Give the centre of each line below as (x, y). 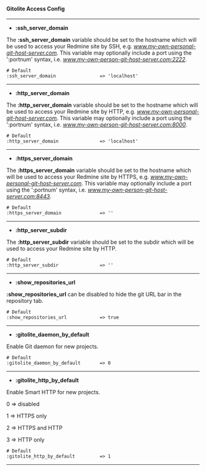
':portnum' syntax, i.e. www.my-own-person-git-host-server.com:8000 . (97, 125)
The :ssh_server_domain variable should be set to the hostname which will (102, 40)
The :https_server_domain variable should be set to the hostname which (99, 170)
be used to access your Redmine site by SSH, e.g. (70, 47)
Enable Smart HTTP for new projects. (53, 392)
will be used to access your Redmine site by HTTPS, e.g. (78, 177)
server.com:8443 (28, 197)
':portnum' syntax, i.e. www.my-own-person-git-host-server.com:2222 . (97, 60)
